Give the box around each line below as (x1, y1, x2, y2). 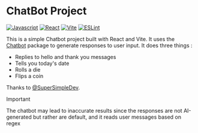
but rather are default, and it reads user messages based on (32, 113, 182, 120)
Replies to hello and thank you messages (14, 53, 116, 60)
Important (6, 95, 31, 103)
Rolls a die (14, 66, 41, 73)
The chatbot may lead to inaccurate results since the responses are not (6, 107, 182, 114)
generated (6, 113, 32, 120)
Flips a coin (14, 72, 44, 79)
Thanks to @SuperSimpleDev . (6, 83, 80, 91)
